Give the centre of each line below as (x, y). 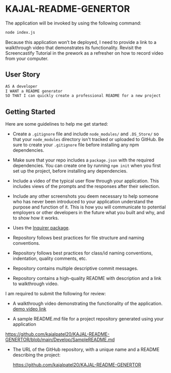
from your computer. (27, 58)
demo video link (30, 309)
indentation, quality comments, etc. (50, 259)
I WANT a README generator (34, 91)
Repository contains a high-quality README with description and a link (87, 278)
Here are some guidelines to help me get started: (57, 124)
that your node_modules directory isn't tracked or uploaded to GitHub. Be (88, 139)
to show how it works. (36, 218)
